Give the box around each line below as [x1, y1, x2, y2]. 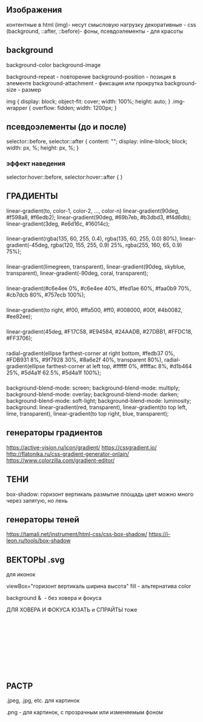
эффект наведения [6, 159, 65, 168]
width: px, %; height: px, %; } [6, 144, 79, 151]
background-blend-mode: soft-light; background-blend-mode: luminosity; [6, 397, 191, 404]
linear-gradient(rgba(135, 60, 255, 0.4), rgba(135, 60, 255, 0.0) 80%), [6, 235, 179, 242]
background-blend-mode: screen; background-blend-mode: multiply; [6, 384, 180, 391]
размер [21, 86, 41, 93]
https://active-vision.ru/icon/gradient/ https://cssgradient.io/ [6, 444, 158, 451]
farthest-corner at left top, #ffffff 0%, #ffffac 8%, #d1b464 [46, 363, 192, 370]
